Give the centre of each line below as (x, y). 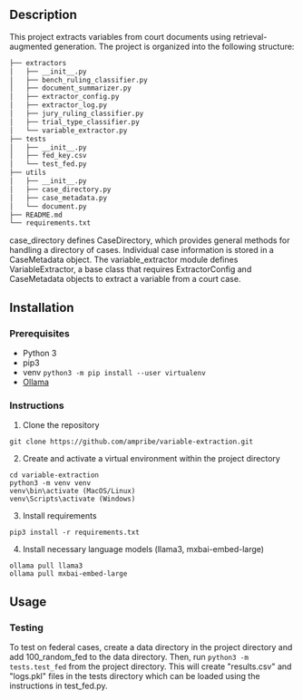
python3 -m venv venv (50, 483)
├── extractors (38, 63)
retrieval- (250, 36)
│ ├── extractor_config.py (64, 97)
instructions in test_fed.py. (59, 685)
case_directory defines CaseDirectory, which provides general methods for (150, 240)
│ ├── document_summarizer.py (70, 88)
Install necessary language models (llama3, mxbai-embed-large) (143, 549)
